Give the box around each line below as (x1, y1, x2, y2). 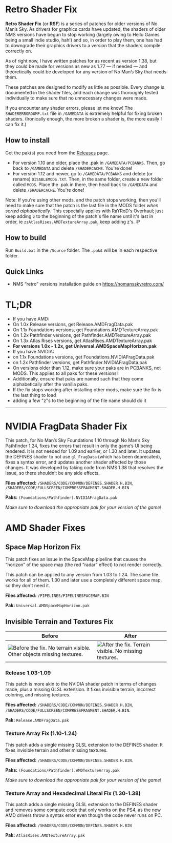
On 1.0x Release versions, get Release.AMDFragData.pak (12, 322, 133, 328)
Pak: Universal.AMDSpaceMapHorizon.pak (5, 603, 90, 609)
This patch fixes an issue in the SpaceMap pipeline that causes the (5, 556, 146, 563)
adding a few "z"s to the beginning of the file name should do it (12, 397, 147, 404)
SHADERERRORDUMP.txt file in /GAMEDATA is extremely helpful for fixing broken (5, 110, 162, 116)
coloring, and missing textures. (5, 692, 71, 698)
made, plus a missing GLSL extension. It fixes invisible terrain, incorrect (5, 686, 156, 693)
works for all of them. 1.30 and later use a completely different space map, (5, 577, 162, 583)
